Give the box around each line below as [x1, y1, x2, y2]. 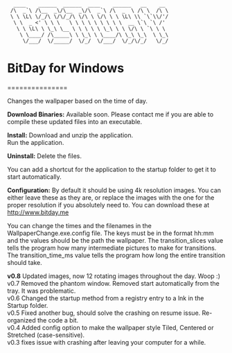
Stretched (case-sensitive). [7, 331, 85, 339]
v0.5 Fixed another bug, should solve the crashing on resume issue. [7, 309, 201, 317]
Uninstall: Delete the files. [7, 151, 82, 160]
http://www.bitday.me [7, 208, 69, 216]
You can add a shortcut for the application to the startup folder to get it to [7, 165, 217, 173]
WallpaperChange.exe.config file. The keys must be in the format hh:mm [7, 229, 214, 237]
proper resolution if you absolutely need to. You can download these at [7, 200, 210, 209]
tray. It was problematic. [7, 286, 76, 295]
